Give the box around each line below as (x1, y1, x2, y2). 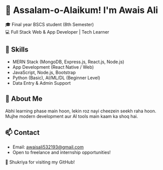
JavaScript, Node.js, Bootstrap (12, 69, 76, 75)
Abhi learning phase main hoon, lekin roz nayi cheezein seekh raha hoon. (5, 108, 156, 114)
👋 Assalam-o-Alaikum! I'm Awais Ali (5, 5, 158, 16)
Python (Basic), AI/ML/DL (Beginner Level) (12, 75, 100, 81)
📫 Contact (5, 128, 40, 137)
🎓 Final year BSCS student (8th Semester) (5, 21, 94, 27)
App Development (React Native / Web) (12, 64, 94, 70)
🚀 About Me (5, 95, 43, 103)
